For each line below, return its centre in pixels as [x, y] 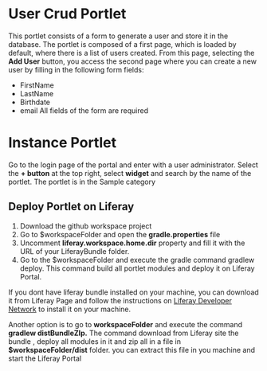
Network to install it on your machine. [70, 309]
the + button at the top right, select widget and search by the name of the [130, 173]
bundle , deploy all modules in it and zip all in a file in [95, 341]
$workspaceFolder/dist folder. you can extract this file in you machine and [132, 350]
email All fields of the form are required [84, 110]
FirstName [37, 85]
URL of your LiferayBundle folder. [75, 251]
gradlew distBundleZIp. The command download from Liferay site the [124, 333]
